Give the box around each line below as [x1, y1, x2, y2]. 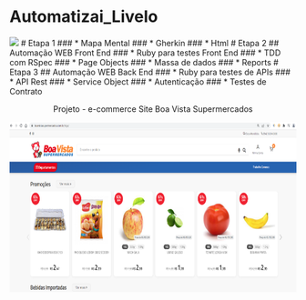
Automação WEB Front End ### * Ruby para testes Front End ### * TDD [9, 47, 281, 58]
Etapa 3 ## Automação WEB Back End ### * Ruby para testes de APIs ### [9, 66, 291, 77]
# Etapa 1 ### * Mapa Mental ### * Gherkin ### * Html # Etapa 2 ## [20, 37, 280, 48]
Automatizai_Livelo [9, 6, 158, 27]
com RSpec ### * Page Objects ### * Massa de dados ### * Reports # [9, 56, 280, 67]
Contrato [9, 85, 43, 96]
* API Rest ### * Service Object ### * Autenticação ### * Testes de [9, 75, 267, 87]
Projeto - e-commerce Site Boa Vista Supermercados [53, 103, 253, 115]
